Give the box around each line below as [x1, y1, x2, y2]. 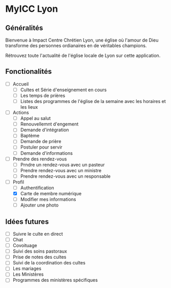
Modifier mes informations [20, 196, 76, 202]
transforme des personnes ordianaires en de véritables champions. [5, 43, 147, 49]
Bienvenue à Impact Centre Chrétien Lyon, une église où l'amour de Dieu [5, 37, 159, 43]
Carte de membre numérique [20, 190, 82, 196]
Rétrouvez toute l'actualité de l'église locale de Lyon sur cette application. [5, 52, 161, 58]
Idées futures [5, 217, 49, 226]
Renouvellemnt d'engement [20, 121, 79, 127]
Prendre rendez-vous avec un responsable [20, 173, 111, 179]
